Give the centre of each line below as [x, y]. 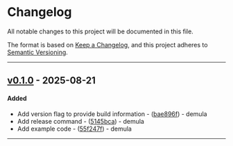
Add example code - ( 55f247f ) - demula [74, 129]
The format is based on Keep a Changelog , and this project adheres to [107, 44]
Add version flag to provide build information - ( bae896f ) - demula [112, 114]
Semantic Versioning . [37, 52]
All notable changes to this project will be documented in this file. [101, 31]
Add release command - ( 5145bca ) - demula [80, 121]
